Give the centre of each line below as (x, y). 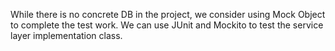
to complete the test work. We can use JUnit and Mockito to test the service (167, 25)
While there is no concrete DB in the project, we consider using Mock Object (168, 14)
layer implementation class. (66, 35)
